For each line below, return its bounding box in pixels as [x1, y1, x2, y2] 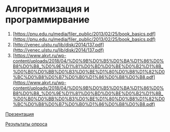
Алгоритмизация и [5, 3, 90, 15]
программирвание [5, 14, 90, 25]
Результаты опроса [5, 121, 47, 127]
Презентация [5, 111, 34, 117]
